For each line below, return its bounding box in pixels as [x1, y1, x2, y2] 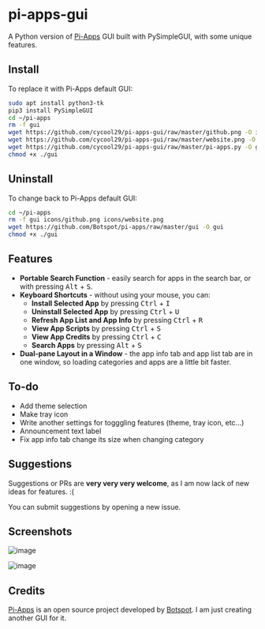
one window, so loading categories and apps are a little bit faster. [19, 357, 231, 366]
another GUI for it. [8, 613, 67, 623]
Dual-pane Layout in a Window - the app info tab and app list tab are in [19, 349, 253, 358]
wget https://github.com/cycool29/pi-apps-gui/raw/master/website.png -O [8, 136, 256, 144]
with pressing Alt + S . [19, 282, 93, 291]
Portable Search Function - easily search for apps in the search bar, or [19, 273, 251, 283]
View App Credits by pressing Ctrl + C [31, 331, 162, 341]
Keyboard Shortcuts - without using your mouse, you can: [19, 290, 211, 299]
